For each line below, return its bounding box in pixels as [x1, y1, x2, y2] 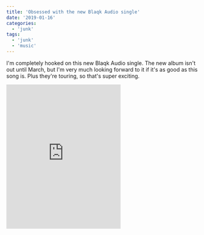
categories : [6, 20, 37, 26]
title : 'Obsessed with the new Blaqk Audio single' [6, 9, 140, 15]
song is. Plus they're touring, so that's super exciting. [6, 72, 140, 80]
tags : [6, 32, 20, 38]
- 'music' [12, 43, 37, 49]
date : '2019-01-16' [6, 15, 56, 21]
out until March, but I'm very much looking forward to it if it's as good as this [6, 66, 198, 73]
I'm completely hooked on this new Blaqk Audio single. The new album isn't [6, 59, 196, 67]
